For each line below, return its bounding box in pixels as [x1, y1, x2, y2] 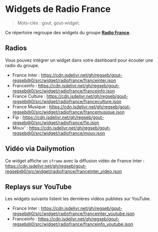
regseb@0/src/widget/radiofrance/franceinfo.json [12, 88, 115, 94]
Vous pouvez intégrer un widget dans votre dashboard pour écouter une [5, 57, 154, 63]
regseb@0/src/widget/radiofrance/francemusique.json [12, 109, 125, 115]
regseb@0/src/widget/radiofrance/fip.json [12, 119, 99, 125]
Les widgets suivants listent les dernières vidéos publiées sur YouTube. [5, 196, 152, 202]
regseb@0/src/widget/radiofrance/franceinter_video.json [5, 168, 122, 174]
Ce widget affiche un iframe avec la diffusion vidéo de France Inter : [5, 157, 145, 163]
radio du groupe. [5, 62, 40, 68]
